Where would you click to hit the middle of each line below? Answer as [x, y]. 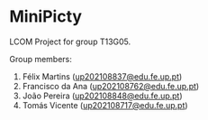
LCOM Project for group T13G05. [70, 42]
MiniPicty [46, 17]
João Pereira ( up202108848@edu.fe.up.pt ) [102, 96]
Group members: [41, 59]
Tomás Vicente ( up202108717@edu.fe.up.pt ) [105, 105]
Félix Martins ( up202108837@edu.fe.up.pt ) [102, 76]
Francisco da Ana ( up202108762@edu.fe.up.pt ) [111, 86]
